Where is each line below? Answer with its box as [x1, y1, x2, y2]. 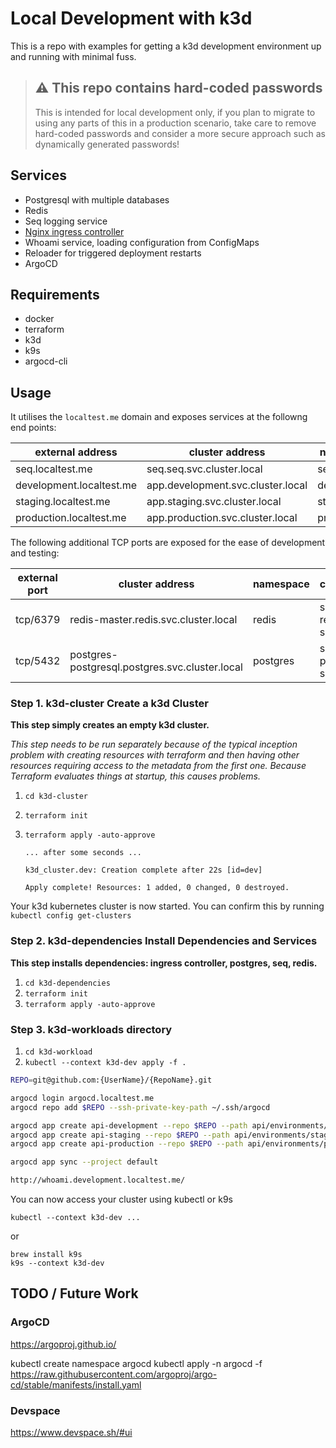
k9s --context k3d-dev [10, 1258, 105, 1269]
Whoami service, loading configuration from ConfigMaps [24, 236, 260, 248]
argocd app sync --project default [10, 1157, 159, 1167]
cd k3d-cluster [24, 792, 89, 802]
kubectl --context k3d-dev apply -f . [24, 1058, 187, 1068]
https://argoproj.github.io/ [10, 1338, 117, 1350]
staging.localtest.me [15, 495, 111, 509]
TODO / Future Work [10, 1285, 139, 1302]
